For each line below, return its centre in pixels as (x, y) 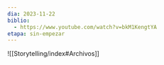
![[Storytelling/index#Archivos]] (53, 54)
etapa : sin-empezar (36, 34)
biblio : (19, 20)
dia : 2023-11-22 (31, 14)
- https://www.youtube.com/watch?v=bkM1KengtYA (86, 27)
